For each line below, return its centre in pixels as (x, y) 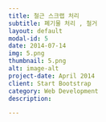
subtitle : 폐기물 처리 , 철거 (53, 23)
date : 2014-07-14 (37, 46)
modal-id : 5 (28, 38)
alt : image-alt (34, 69)
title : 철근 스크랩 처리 (44, 16)
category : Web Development (53, 91)
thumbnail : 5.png (37, 61)
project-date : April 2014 (51, 76)
